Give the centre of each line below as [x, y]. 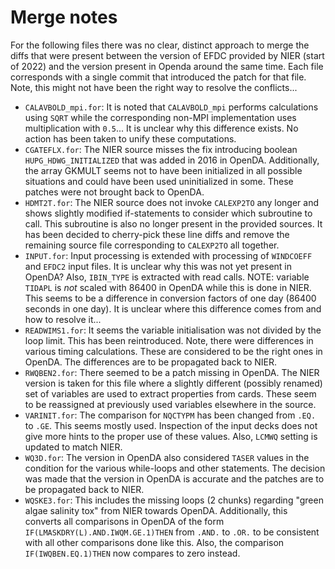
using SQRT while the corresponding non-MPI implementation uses [160, 117]
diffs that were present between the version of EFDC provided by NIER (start [167, 55]
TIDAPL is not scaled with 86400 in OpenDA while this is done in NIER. [168, 287]
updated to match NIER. [73, 447]
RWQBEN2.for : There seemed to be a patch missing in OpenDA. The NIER [172, 372]
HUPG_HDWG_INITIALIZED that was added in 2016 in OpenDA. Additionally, [172, 160]
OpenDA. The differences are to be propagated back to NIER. [150, 362]
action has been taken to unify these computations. [130, 138]
